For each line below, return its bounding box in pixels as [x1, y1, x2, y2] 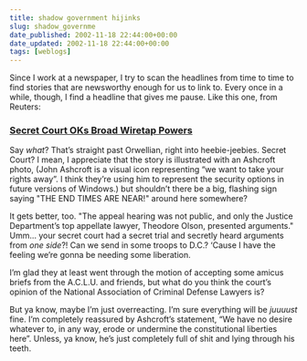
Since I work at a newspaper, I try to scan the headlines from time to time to [9, 72, 294, 83]
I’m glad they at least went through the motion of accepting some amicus [9, 267, 284, 278]
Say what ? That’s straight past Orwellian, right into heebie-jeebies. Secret [9, 145, 287, 156]
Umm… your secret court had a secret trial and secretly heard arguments [9, 230, 285, 242]
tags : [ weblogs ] [9, 47, 71, 57]
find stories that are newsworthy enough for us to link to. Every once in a [9, 82, 283, 93]
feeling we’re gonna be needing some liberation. [9, 250, 192, 261]
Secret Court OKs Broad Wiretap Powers [9, 124, 194, 137]
